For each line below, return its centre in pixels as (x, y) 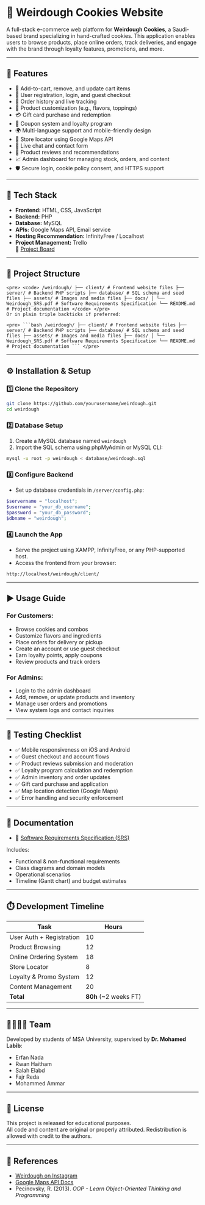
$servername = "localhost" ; (42, 502)
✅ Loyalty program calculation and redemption (74, 770)
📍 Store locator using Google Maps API (64, 139)
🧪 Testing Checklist (44, 735)
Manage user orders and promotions (61, 703)
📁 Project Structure (43, 274)
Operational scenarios (43, 874)
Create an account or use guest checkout (67, 649)
